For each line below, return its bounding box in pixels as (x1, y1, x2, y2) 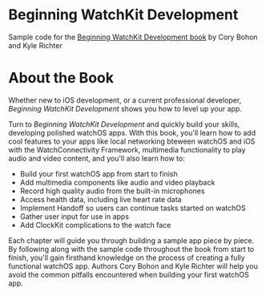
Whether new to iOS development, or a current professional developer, (8, 95, 242, 105)
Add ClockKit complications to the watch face (19, 220, 171, 229)
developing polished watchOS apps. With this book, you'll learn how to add (8, 128, 256, 137)
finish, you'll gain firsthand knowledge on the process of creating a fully (8, 253, 246, 262)
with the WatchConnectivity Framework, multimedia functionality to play (8, 144, 246, 154)
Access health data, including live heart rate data (19, 194, 182, 204)
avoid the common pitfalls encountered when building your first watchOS (8, 270, 250, 279)
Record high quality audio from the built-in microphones (19, 186, 205, 196)
